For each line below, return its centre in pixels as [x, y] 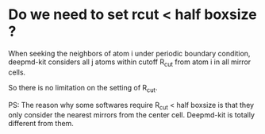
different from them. [41, 124]
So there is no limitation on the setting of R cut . [83, 88]
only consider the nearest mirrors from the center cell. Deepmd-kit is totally [132, 115]
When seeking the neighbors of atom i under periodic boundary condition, [129, 53]
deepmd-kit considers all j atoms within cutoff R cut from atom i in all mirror [130, 63]
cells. [17, 72]
